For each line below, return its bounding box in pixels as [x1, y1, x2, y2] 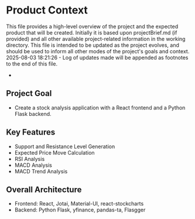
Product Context [6, 4, 88, 17]
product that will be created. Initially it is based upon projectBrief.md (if [6, 29, 177, 36]
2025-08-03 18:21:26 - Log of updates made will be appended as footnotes [6, 54, 189, 61]
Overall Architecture [6, 184, 82, 194]
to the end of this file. [6, 60, 57, 67]
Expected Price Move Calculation [14, 149, 95, 156]
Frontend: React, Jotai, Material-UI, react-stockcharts [14, 200, 144, 207]
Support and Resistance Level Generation [14, 143, 115, 150]
